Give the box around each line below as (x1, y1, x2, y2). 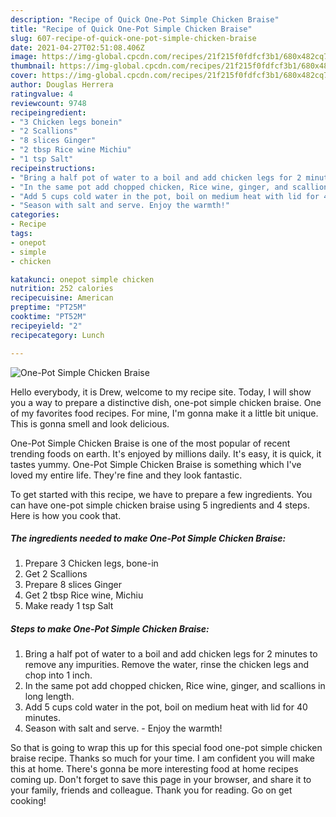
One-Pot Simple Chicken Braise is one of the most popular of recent (10, 437, 291, 449)
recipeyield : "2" (10, 321, 83, 331)
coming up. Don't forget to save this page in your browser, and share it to (10, 774, 312, 786)
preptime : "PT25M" (10, 302, 87, 313)
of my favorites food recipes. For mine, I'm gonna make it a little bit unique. (10, 407, 319, 419)
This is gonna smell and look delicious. (10, 417, 170, 430)
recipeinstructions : (10, 163, 97, 173)
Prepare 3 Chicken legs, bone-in (24, 557, 159, 570)
